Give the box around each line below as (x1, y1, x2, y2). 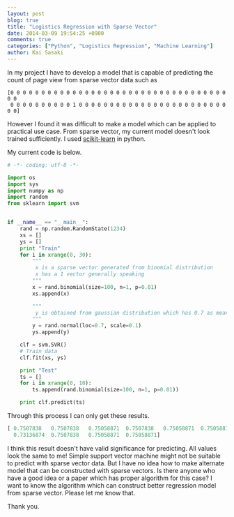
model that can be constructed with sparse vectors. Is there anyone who (7, 466, 216, 474)
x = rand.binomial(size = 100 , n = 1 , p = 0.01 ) (32, 283, 157, 290)
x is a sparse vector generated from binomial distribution (35, 264, 214, 271)
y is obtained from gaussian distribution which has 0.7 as (35, 309, 214, 316)
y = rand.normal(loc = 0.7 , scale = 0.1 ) (32, 322, 141, 329)
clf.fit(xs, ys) (19, 354, 68, 361)
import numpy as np (7, 187, 64, 194)
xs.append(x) (32, 290, 70, 297)
